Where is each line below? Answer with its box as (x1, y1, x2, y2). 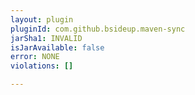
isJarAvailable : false (10, 42, 105, 53)
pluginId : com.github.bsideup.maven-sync (10, 24, 186, 34)
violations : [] (10, 61, 74, 71)
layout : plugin (10, 14, 74, 25)
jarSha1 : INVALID (10, 33, 83, 43)
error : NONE (10, 52, 60, 62)
